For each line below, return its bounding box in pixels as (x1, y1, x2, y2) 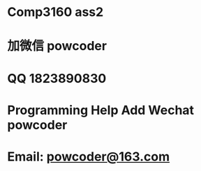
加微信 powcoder (7, 38, 107, 54)
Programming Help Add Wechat (7, 102, 194, 118)
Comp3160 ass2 (7, 4, 104, 20)
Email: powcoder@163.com (7, 149, 170, 164)
